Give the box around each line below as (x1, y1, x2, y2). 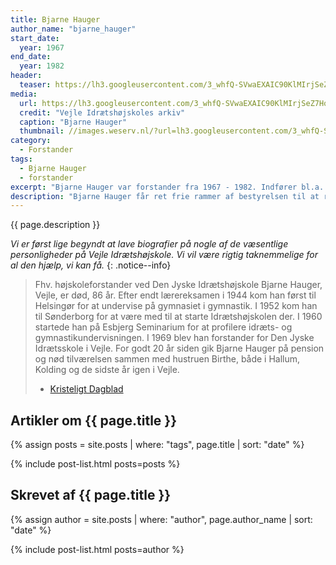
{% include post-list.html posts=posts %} (10, 458, 181, 470)
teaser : (19, 80, 52, 90)
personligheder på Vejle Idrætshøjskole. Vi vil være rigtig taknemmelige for (10, 249, 318, 261)
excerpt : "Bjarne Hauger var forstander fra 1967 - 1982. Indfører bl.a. (10, 182, 325, 192)
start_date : (10, 33, 60, 43)
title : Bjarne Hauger (10, 14, 101, 25)
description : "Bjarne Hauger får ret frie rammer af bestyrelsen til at (10, 191, 320, 201)
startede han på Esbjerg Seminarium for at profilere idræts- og (34, 321, 293, 333)
